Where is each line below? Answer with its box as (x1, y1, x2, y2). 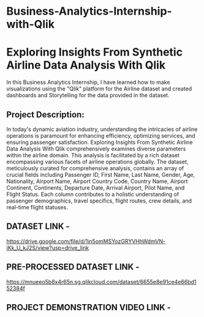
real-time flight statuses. (6, 203, 69, 211)
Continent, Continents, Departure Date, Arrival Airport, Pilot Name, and (6, 184, 185, 191)
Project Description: (6, 109, 85, 120)
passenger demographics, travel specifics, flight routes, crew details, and (6, 197, 192, 204)
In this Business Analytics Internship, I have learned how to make (6, 78, 170, 86)
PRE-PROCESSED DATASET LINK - (6, 262, 140, 272)
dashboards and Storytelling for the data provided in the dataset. (6, 92, 170, 99)
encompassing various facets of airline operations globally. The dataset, (6, 158, 189, 165)
